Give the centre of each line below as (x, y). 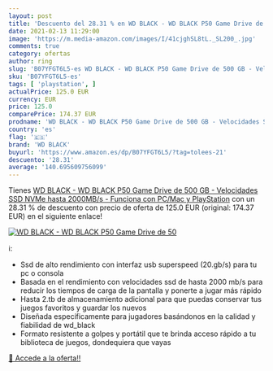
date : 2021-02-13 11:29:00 (54, 31)
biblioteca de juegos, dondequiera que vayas (95, 343)
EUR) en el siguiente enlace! (56, 216)
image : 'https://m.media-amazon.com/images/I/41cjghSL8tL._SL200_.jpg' (132, 39)
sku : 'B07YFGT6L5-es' (45, 76)
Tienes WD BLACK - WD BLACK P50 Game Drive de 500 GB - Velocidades (133, 190)
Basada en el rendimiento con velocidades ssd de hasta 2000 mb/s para (141, 282)
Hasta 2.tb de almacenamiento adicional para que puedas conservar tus (141, 299)
